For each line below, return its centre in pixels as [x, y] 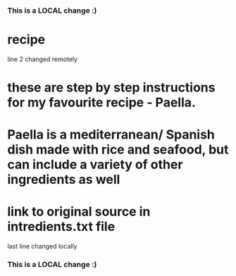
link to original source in [79, 212]
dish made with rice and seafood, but [118, 150]
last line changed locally [42, 246]
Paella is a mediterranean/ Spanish [111, 135]
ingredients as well [64, 180]
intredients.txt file [61, 227]
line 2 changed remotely [43, 59]
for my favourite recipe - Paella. [101, 102]
